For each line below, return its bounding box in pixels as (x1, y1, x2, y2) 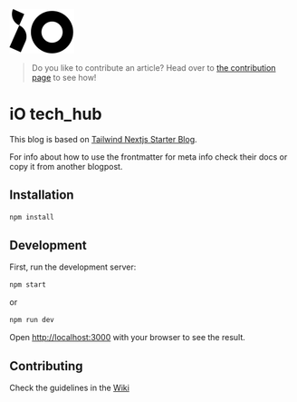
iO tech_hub (9, 104, 102, 124)
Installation (9, 187, 74, 203)
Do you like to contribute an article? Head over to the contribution (31, 63, 276, 73)
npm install (9, 212, 54, 221)
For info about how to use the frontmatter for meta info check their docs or (9, 151, 288, 162)
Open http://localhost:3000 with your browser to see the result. (9, 332, 246, 343)
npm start (9, 280, 47, 289)
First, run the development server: (9, 261, 137, 272)
